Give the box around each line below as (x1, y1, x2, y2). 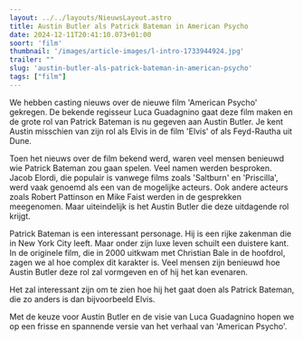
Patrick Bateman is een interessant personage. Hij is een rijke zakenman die (9, 228, 292, 239)
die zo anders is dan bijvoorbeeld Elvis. (9, 293, 156, 304)
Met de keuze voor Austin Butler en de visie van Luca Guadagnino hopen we (9, 311, 295, 322)
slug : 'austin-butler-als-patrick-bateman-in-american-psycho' (9, 64, 253, 73)
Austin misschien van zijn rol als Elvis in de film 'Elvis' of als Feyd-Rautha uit (9, 126, 292, 137)
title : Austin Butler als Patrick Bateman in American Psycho (9, 22, 249, 31)
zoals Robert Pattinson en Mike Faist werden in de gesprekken (9, 191, 242, 202)
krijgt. (9, 210, 32, 222)
